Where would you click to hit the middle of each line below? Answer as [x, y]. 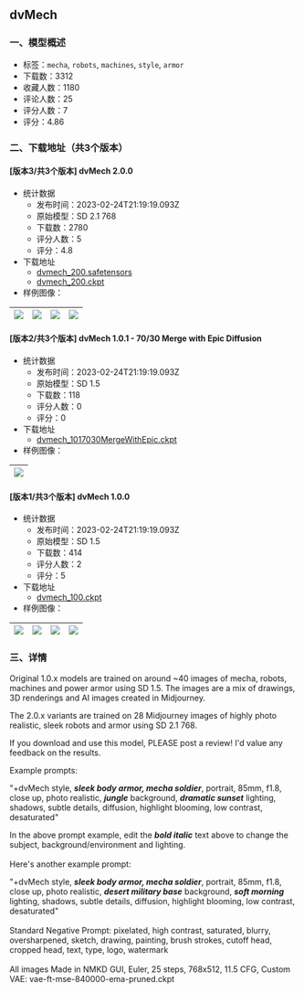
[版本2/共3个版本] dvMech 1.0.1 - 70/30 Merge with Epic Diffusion [136, 338]
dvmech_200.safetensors [84, 272]
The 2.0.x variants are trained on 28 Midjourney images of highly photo [143, 715]
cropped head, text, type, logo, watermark [89, 949]
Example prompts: [43, 770]
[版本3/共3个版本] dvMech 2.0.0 [72, 171]
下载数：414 [59, 553]
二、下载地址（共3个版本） [68, 147]
